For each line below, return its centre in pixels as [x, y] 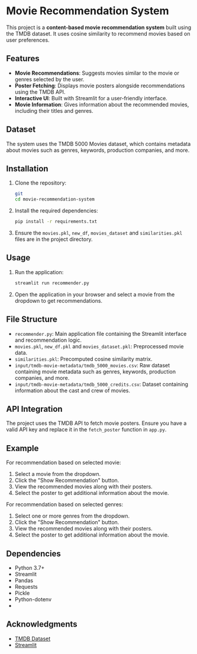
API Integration [35, 409]
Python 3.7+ [30, 567]
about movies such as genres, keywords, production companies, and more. [98, 150]
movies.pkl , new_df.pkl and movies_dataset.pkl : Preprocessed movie [99, 346]
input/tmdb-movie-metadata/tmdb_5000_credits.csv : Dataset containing [101, 384]
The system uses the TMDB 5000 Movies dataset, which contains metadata [98, 144]
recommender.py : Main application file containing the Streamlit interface [101, 334]
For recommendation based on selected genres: [64, 504]
